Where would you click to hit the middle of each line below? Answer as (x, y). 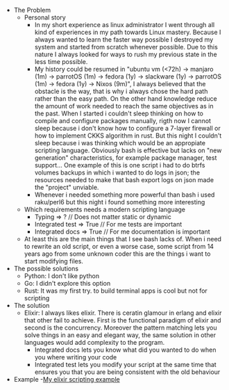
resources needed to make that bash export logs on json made (124, 180)
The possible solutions (46, 268)
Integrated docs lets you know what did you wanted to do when (125, 350)
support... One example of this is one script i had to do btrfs (120, 165)
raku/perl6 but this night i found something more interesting (120, 202)
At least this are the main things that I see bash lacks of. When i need (123, 239)
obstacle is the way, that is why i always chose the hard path (121, 91)
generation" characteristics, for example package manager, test (126, 158)
